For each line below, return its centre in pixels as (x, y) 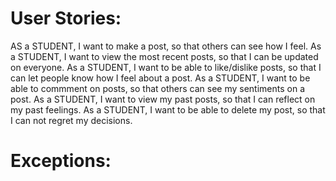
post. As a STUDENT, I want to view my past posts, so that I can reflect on (163, 99)
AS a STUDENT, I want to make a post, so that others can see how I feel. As (166, 46)
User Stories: (66, 18)
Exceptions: (61, 161)
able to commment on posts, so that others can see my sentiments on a (158, 88)
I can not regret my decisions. (71, 120)
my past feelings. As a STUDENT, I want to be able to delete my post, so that (168, 109)
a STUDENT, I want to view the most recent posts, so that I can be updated (164, 56)
